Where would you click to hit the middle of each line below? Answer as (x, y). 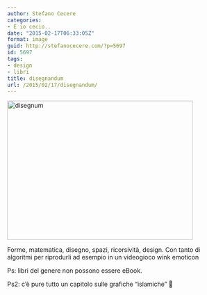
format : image (28, 40)
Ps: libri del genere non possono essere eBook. (75, 271)
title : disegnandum (35, 78)
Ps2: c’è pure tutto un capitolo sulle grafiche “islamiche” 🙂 (90, 284)
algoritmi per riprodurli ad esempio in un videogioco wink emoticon (103, 257)
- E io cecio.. (29, 26)
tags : (15, 59)
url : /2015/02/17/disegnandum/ (52, 85)
